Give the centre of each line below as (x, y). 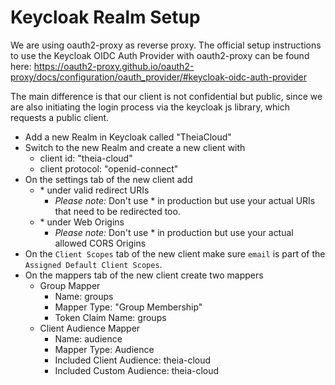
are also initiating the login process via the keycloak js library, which (150, 107)
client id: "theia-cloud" (86, 158)
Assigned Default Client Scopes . (93, 264)
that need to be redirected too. (117, 211)
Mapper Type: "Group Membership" (128, 307)
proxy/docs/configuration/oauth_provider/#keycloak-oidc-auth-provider (158, 77)
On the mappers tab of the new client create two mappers (144, 275)
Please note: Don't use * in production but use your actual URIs (185, 200)
